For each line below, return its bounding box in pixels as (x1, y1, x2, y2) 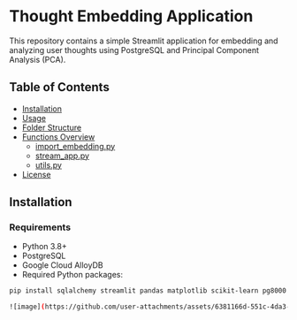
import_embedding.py (34, 141, 116, 151)
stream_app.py (34, 150, 90, 161)
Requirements (9, 221, 72, 233)
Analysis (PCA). (9, 54, 66, 65)
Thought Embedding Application (9, 6, 254, 27)
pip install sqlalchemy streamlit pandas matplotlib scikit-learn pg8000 (9, 286, 287, 295)
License (21, 169, 51, 179)
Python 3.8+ (21, 241, 68, 252)
